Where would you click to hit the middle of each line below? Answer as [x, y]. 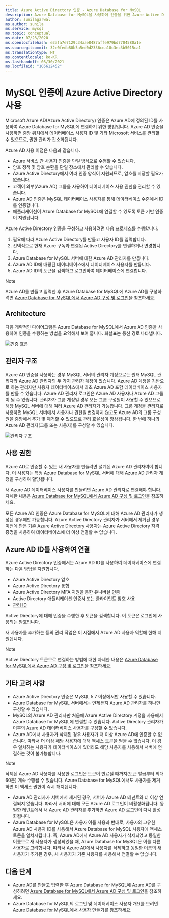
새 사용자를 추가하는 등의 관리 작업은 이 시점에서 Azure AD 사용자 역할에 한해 [81, 633]
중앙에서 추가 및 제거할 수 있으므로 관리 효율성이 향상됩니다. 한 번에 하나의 [87, 419]
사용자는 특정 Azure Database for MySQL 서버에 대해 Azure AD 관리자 [88, 473]
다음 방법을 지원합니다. [37, 569]
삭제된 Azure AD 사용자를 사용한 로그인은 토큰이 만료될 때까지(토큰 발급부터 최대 [84, 774]
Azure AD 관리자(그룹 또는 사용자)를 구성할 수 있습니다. [60, 425]
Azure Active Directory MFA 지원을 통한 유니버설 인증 [66, 592]
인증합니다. [29, 205]
